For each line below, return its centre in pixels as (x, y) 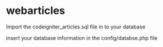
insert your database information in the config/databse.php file (82, 38)
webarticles (36, 11)
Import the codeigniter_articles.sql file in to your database (76, 27)
